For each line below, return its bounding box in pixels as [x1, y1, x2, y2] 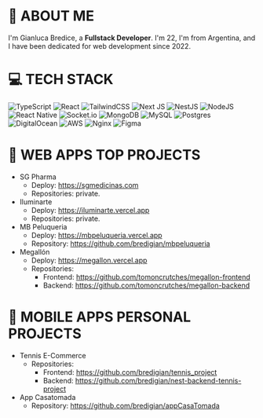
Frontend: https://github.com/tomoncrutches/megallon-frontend [42, 272, 251, 281]
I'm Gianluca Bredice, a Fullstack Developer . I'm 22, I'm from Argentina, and [8, 33, 256, 42]
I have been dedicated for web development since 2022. [8, 41, 191, 50]
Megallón [19, 247, 50, 256]
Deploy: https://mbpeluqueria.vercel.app [31, 230, 163, 240]
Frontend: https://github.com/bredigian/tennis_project [42, 367, 217, 376]
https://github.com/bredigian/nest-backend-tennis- [75, 376, 242, 385]
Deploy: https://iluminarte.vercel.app [31, 205, 150, 214]
